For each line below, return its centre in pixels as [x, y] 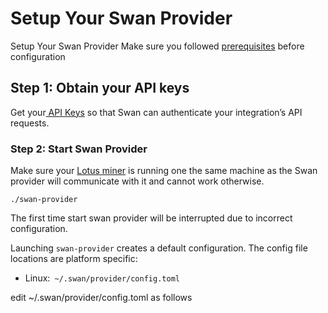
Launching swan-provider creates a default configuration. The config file [159, 248]
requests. [30, 123]
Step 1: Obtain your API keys [100, 88]
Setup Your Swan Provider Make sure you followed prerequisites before [157, 46]
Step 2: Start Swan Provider [79, 149]
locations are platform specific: [74, 259]
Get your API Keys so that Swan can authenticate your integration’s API [156, 112]
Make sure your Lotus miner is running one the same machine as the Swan [164, 171]
